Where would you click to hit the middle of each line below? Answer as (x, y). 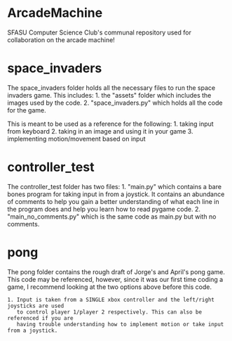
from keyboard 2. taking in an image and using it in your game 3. (100, 131)
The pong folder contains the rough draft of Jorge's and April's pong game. (116, 271)
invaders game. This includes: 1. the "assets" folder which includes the (109, 95)
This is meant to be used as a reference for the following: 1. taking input (110, 124)
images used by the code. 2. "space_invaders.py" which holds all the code (115, 103)
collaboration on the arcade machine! (61, 39)
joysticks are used (36, 306)
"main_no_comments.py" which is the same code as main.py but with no (112, 217)
